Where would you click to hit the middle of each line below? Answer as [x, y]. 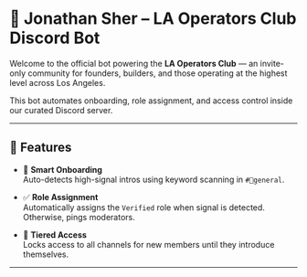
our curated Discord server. [61, 110]
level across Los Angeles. [58, 82]
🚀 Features [41, 148]
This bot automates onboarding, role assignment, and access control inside [151, 101]
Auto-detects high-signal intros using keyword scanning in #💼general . [153, 179]
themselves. [46, 254]
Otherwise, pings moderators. [79, 217]
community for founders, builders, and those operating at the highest [157, 73]
